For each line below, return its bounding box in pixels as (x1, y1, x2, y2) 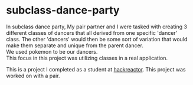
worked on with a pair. (6, 72, 60, 79)
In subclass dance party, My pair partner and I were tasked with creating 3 (6, 23, 188, 30)
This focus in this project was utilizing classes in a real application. (6, 54, 168, 61)
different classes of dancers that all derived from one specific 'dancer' (6, 29, 178, 36)
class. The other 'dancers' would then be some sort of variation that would (6, 35, 188, 42)
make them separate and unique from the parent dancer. (6, 42, 143, 49)
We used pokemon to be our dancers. (6, 48, 98, 55)
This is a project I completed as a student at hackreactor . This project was (6, 66, 186, 73)
